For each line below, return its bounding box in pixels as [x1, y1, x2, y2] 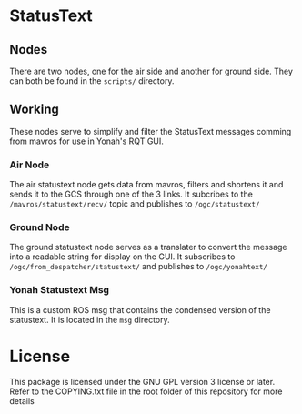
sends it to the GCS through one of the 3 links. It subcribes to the [9, 188, 253, 200]
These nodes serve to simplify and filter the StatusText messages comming [9, 126, 292, 136]
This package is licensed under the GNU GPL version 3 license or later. [9, 376, 276, 387]
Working [9, 102, 59, 117]
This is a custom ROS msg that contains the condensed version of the [9, 304, 271, 315]
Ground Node [9, 221, 70, 234]
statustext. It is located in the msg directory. [9, 314, 170, 325]
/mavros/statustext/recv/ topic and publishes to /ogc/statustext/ [9, 198, 260, 209]
